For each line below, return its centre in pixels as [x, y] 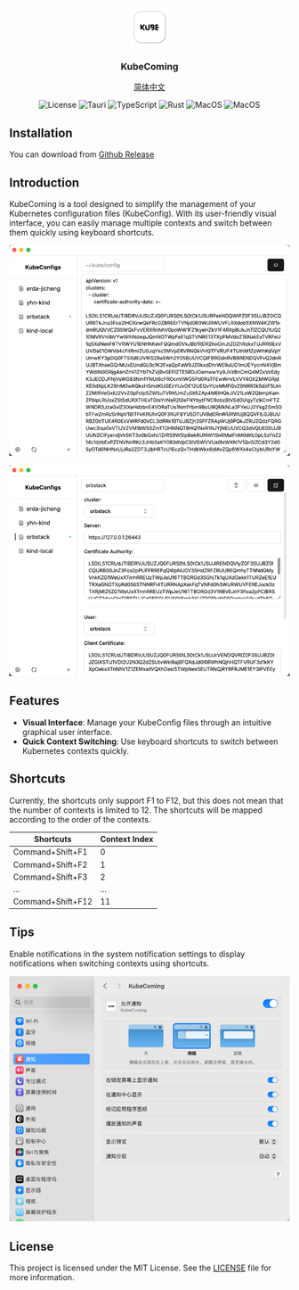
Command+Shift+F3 [50, 877]
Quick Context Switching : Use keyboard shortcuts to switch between [150, 741]
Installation [41, 132]
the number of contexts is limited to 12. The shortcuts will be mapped [136, 810]
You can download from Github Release [82, 154]
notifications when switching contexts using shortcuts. [109, 963]
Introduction [44, 182]
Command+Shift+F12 [53, 902]
